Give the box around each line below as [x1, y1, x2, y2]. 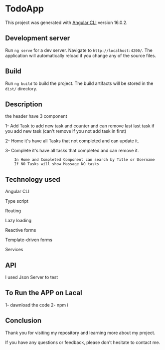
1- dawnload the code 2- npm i [5, 302, 68, 308]
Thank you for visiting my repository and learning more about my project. [5, 330, 156, 336]
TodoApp [5, 3, 44, 14]
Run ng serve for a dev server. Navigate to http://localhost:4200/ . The [5, 47, 153, 53]
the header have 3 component [5, 113, 67, 119]
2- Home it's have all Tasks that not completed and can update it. [5, 138, 140, 144]
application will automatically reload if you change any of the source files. [5, 52, 156, 58]
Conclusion [5, 317, 42, 325]
